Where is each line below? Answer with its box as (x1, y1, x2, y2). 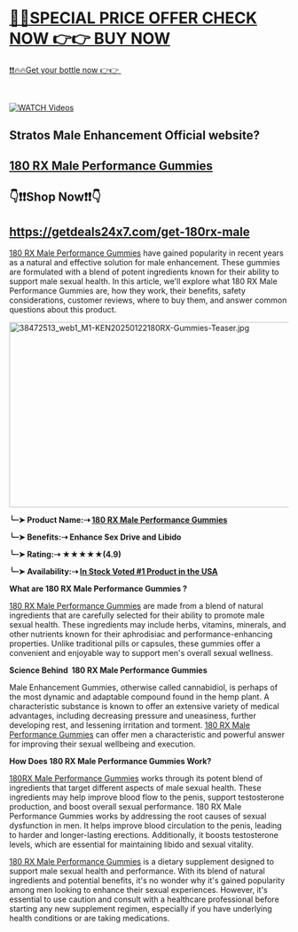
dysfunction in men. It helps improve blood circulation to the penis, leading (9, 820, 282, 831)
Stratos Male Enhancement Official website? (9, 128, 260, 143)
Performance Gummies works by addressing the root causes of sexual (9, 810, 267, 821)
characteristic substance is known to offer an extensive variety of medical (9, 700, 279, 711)
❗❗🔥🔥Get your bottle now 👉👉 (9, 64, 120, 75)
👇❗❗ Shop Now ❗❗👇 (9, 190, 102, 205)
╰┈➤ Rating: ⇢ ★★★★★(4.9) (9, 549, 122, 559)
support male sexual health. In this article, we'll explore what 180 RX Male (9, 275, 278, 287)
